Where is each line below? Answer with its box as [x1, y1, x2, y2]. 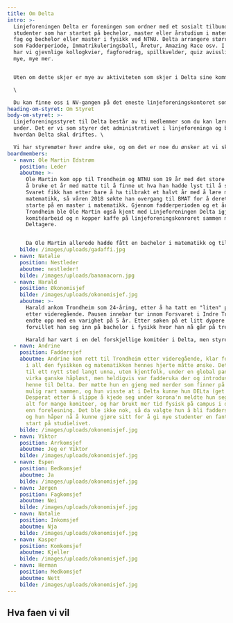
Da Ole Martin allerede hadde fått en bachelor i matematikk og [25, 240, 216, 247]
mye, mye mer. [13, 56, 54, 62]
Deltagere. [25, 221, 58, 228]
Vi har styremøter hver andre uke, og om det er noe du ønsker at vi [13, 144, 218, 151]
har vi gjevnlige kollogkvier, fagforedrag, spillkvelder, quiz [13, 49, 203, 56]
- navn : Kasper [13, 536, 58, 543]
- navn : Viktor [13, 433, 58, 440]
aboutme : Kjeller [19, 549, 70, 556]
